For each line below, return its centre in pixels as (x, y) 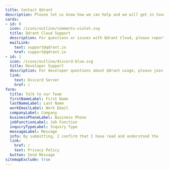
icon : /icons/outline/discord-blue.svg (52, 61)
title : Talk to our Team (36, 94)
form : (11, 89)
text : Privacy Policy (37, 150)
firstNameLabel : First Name (39, 99)
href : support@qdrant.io (40, 52)
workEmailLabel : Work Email (39, 108)
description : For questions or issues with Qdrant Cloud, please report (88, 38)
